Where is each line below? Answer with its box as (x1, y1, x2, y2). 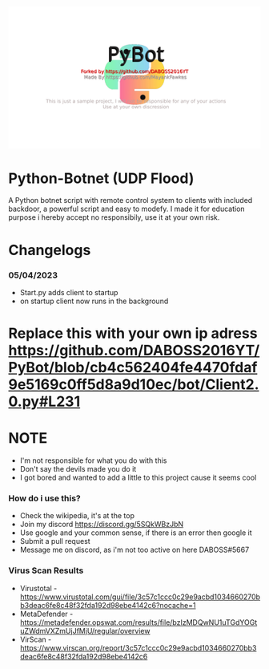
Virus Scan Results (8, 565, 84, 576)
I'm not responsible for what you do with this (19, 456, 167, 465)
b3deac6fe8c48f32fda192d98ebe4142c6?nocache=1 (19, 600, 196, 610)
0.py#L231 (8, 392, 81, 411)
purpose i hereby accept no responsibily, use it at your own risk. (8, 213, 220, 222)
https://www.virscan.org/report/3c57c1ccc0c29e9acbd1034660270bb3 (19, 643, 257, 652)
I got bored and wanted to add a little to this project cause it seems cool (19, 472, 257, 483)
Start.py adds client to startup (19, 287, 118, 297)
